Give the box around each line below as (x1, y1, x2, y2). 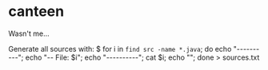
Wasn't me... (8, 29, 50, 38)
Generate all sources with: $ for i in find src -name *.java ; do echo (8, 44, 232, 53)
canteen (8, 2, 65, 21)
